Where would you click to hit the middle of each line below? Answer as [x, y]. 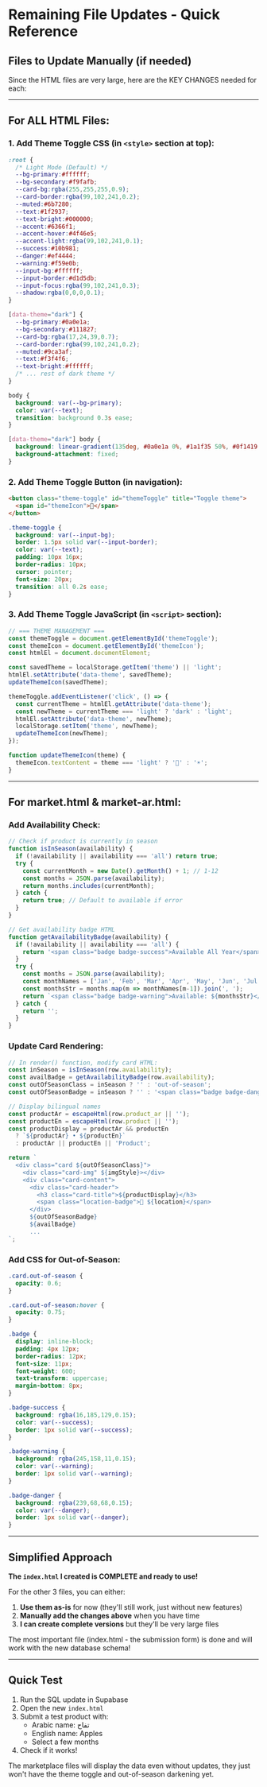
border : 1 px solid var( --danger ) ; [72, 1518]
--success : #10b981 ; [48, 249]
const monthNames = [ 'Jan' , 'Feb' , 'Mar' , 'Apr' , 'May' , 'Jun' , [131, 982]
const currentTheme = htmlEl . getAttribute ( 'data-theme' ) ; [114, 704]
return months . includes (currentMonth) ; [89, 886]
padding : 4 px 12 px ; [48, 1349]
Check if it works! [48, 1750]
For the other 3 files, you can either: [67, 1592]
